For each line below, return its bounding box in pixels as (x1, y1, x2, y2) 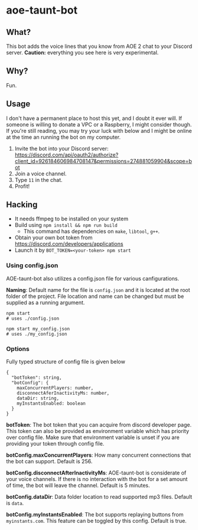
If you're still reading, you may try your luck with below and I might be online (6, 127, 192, 134)
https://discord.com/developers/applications (14, 240, 124, 248)
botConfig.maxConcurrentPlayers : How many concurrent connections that (6, 451, 191, 459)
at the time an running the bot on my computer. (6, 134, 121, 141)
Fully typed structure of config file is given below (6, 358, 125, 365)
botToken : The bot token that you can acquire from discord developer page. (6, 421, 192, 428)
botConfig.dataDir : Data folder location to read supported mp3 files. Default (6, 493, 193, 500)
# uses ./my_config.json (6, 331, 67, 337)
